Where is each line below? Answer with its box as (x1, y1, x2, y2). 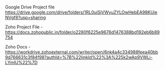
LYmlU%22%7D (5, 60, 38, 65)
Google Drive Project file (5, 4, 55, 10)
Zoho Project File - (5, 24, 43, 30)
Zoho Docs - (5, 44, 31, 49)
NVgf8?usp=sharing (5, 15, 46, 20)
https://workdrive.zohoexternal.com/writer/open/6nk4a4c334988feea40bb (5, 49, 159, 55)
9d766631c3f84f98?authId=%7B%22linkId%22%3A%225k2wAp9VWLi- (5, 54, 153, 60)
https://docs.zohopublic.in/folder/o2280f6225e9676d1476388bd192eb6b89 (5, 29, 160, 35)
